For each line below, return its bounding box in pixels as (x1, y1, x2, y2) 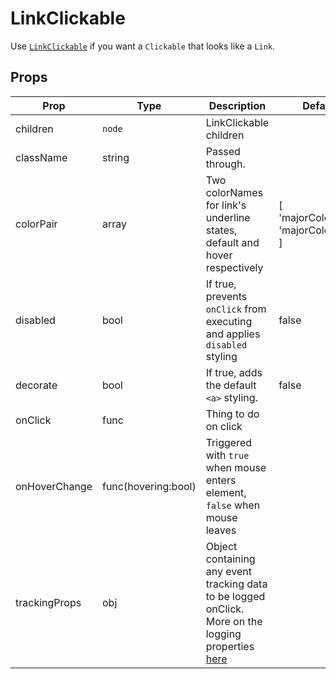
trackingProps (15, 595, 82, 609)
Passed (205, 144, 241, 158)
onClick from (205, 302, 267, 316)
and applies (205, 327, 261, 341)
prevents (205, 289, 248, 303)
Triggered (205, 435, 252, 449)
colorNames (205, 185, 263, 199)
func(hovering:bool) (101, 479, 197, 493)
